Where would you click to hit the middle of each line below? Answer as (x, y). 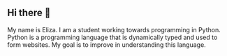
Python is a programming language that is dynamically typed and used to (112, 37)
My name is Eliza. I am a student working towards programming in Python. (114, 29)
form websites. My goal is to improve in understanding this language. (107, 44)
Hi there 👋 (29, 13)
